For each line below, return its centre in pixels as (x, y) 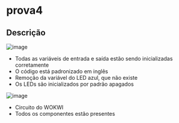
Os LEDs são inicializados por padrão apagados (74, 84)
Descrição (26, 33)
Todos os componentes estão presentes (65, 114)
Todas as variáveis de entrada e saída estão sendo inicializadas (94, 58)
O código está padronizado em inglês (61, 71)
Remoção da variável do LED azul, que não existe (76, 78)
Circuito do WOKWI (39, 107)
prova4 (25, 10)
